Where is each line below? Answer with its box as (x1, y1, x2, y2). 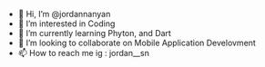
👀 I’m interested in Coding (17, 18, 116, 29)
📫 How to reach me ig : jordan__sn (17, 48, 150, 58)
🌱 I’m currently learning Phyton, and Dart (17, 28, 171, 38)
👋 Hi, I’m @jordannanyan (17, 9, 111, 19)
